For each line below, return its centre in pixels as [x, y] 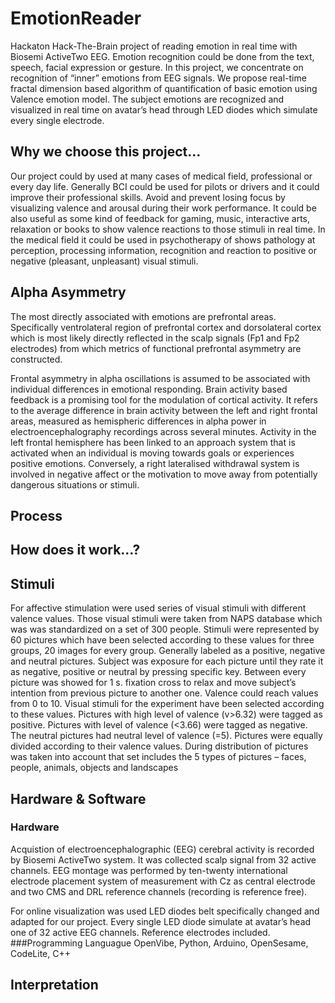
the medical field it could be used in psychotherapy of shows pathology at [163, 239]
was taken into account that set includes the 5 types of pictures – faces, [158, 757]
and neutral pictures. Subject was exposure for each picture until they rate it [167, 661]
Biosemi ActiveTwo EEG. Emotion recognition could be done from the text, [162, 56]
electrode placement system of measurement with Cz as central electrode [163, 881]
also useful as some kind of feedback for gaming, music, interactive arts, [160, 218]
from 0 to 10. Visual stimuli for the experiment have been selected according [167, 704]
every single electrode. [57, 120]
